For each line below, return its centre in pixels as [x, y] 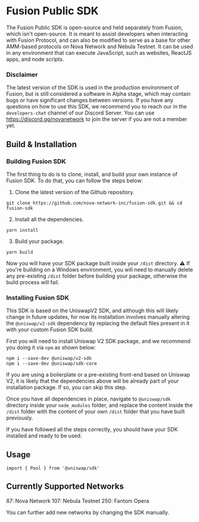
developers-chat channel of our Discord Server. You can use [80, 113]
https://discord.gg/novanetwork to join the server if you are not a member [97, 119]
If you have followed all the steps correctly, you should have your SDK [92, 430]
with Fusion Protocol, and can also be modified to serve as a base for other [98, 40]
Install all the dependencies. [49, 219]
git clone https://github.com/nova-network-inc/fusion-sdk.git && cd [94, 203]
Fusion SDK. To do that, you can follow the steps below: [74, 181]
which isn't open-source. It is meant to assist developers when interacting [97, 33]
